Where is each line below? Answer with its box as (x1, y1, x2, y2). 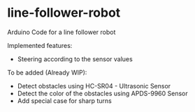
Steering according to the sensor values (17, 54, 133, 63)
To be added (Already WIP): (7, 68, 87, 77)
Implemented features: (7, 41, 73, 49)
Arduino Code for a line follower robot (7, 28, 116, 36)
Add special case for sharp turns (17, 96, 112, 105)
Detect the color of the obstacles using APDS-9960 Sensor (17, 89, 189, 97)
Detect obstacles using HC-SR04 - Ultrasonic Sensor (17, 81, 171, 90)
